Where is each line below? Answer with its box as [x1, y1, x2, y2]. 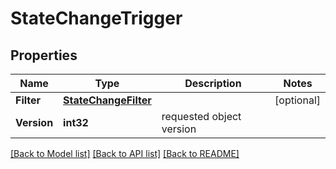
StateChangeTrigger [10, 7, 183, 30]
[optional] [274, 93, 321, 107]
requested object [161, 110, 242, 123]
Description [184, 77, 242, 90]
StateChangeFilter [63, 93, 152, 107]
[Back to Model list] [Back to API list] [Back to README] [10, 148, 240, 159]
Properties [10, 47, 78, 64]
